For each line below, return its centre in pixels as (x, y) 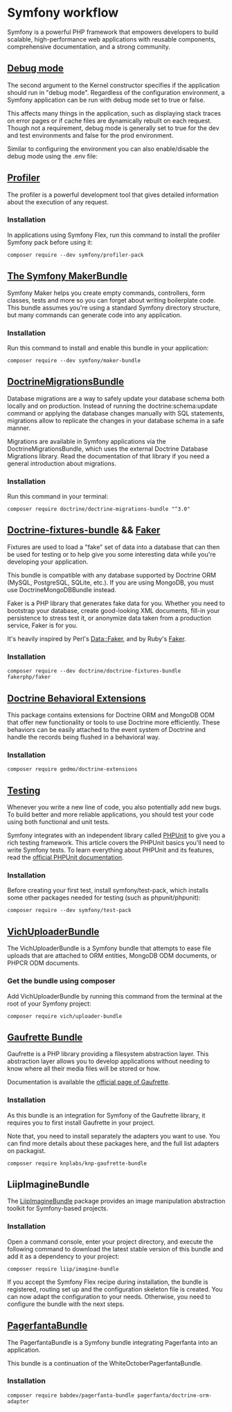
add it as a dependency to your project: (63, 1256)
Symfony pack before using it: (50, 242)
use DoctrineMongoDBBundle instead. (62, 589)
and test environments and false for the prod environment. (90, 135)
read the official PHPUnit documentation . (65, 857)
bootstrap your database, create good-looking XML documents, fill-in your (114, 610)
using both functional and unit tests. (59, 822)
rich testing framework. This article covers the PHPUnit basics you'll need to (116, 843)
